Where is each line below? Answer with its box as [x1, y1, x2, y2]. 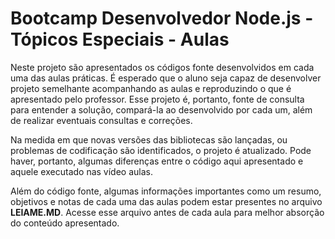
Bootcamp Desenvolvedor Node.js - [10, 7, 314, 30]
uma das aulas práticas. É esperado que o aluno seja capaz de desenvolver [10, 72, 322, 84]
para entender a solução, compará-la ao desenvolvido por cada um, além [10, 103, 313, 116]
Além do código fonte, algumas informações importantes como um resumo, [10, 185, 322, 197]
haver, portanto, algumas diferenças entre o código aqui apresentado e [10, 155, 304, 167]
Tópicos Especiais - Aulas [10, 28, 230, 51]
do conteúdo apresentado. [10, 217, 120, 229]
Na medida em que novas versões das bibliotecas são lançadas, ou [10, 133, 288, 146]
